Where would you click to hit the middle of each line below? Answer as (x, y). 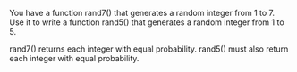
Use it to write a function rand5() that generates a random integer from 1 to (147, 22)
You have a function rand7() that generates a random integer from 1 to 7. (142, 13)
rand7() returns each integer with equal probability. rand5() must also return (149, 49)
